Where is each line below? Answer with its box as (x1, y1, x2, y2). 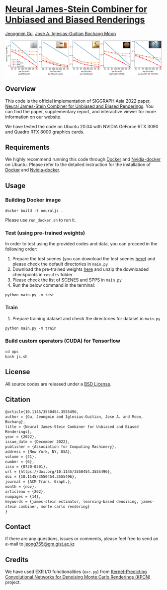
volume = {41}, (5, 454, 37, 459)
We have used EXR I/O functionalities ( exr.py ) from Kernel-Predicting (5, 569, 147, 575)
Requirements (5, 143, 50, 152)
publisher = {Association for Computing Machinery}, (5, 444, 117, 449)
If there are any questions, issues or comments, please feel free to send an (5, 536, 159, 542)
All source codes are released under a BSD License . (5, 381, 112, 387)
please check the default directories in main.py (12, 261, 108, 267)
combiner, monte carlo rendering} (18, 504, 90, 509)
